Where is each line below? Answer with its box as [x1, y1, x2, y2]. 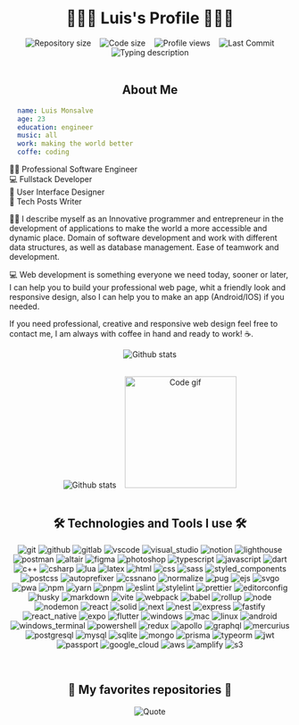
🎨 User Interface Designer [9, 187, 105, 197]
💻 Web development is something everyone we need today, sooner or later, [9, 270, 288, 279]
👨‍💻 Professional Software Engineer [9, 164, 138, 174]
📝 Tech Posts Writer [9, 196, 82, 206]
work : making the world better [17, 139, 134, 148]
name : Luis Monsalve [17, 106, 94, 115]
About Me [121, 82, 179, 97]
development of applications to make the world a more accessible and [9, 223, 268, 233]
